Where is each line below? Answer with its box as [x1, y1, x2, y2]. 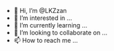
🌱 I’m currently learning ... [13, 21, 88, 29]
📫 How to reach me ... [13, 37, 78, 44]
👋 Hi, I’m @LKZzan [13, 7, 67, 14]
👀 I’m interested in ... [13, 14, 73, 22]
